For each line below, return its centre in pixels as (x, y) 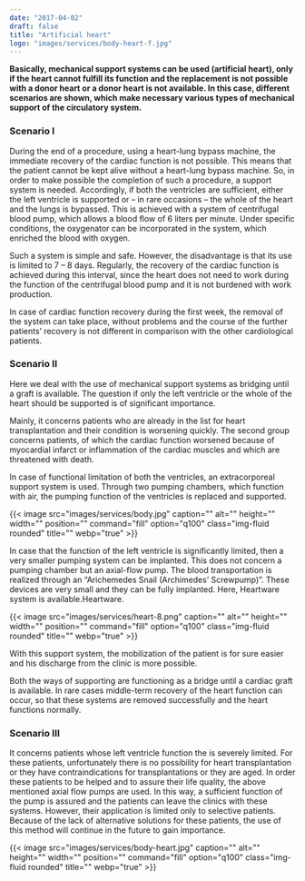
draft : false (34, 26)
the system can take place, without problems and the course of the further (148, 321)
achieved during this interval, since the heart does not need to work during (149, 274)
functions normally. (45, 709)
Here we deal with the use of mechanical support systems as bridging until (149, 383)
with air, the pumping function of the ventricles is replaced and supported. (148, 496)
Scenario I (32, 131)
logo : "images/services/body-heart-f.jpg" (91, 43)
